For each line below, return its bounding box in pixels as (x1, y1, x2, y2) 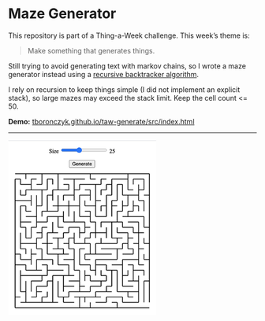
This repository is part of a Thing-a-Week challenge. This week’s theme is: (8, 31, 250, 40)
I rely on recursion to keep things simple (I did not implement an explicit (8, 84, 241, 94)
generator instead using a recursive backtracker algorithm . (8, 69, 200, 79)
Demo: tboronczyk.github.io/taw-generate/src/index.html (8, 116, 195, 126)
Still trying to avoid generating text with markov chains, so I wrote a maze (8, 61, 247, 71)
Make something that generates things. (27, 46, 155, 55)
